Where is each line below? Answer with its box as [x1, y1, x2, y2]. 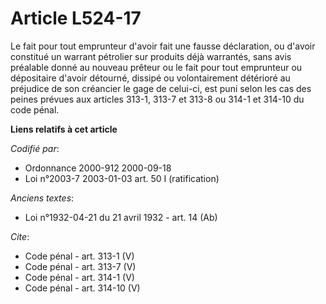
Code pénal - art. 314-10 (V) [24, 282, 141, 294]
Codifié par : [10, 142, 60, 154]
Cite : [10, 230, 30, 242]
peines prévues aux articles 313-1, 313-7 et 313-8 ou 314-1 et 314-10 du [10, 93, 305, 105]
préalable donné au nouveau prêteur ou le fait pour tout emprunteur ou [10, 61, 303, 73]
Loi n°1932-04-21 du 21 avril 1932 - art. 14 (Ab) [24, 211, 218, 223]
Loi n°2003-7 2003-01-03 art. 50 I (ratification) [24, 172, 220, 184]
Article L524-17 [10, 7, 142, 30]
